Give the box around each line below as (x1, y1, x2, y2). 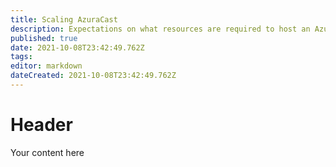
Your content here (10, 146, 85, 158)
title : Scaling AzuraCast (10, 14, 118, 25)
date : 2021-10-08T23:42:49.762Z (10, 42, 145, 53)
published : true (10, 33, 78, 43)
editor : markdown (10, 61, 83, 71)
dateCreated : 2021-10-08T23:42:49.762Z (10, 71, 177, 81)
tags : (10, 52, 33, 62)
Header (10, 114, 73, 136)
